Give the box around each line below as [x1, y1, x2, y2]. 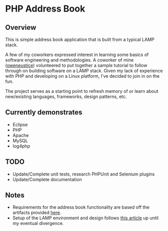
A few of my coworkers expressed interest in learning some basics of [5, 51, 149, 57]
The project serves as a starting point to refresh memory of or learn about [5, 88, 158, 94]
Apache [12, 132, 29, 138]
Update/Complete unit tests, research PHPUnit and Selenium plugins [12, 171, 155, 177]
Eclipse [12, 122, 28, 128]
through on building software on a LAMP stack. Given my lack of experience [5, 68, 163, 74]
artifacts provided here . [12, 210, 61, 216]
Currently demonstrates [5, 108, 82, 117]
